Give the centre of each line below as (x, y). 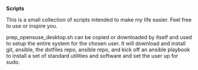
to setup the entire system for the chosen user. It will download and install (96, 43)
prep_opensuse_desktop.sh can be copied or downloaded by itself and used (99, 37)
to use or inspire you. (32, 26)
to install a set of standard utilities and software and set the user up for (92, 56)
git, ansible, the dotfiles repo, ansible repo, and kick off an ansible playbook (98, 50)
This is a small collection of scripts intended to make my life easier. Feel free (99, 20)
